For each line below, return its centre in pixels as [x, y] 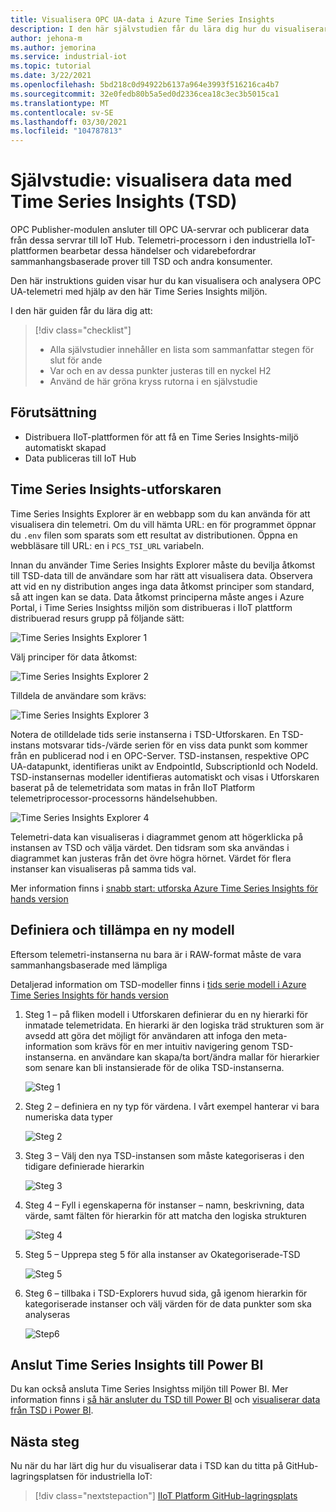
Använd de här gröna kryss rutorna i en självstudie [153, 382]
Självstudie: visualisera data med [151, 180]
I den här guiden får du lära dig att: [81, 311]
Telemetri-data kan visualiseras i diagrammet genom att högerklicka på [157, 837]
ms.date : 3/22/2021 [51, 76]
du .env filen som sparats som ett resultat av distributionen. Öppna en [154, 535]
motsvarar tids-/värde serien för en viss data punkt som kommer [175, 745]
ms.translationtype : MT [60, 103]
